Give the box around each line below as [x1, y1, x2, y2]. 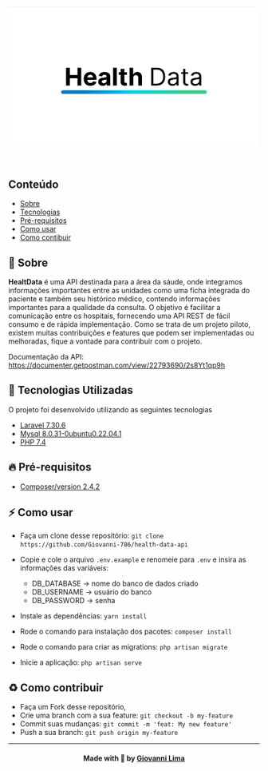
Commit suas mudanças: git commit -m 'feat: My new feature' [19, 719, 233, 729]
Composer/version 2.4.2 [19, 482, 100, 491]
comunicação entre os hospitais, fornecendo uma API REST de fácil [8, 311, 231, 320]
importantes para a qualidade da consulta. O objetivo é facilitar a [8, 303, 221, 312]
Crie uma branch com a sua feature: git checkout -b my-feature [19, 710, 234, 721]
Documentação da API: [8, 352, 85, 361]
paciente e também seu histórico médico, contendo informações [8, 294, 221, 304]
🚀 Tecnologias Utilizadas [8, 384, 133, 397]
